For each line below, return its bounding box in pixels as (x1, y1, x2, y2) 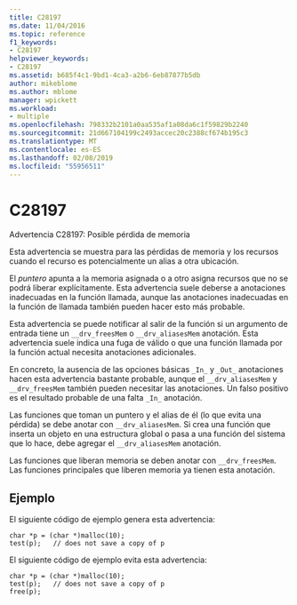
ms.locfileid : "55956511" (9, 162, 105, 171)
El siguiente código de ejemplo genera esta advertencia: (9, 514, 216, 525)
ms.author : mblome (9, 87, 77, 96)
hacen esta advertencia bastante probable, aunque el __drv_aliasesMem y (9, 374, 277, 385)
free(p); (9, 587, 42, 596)
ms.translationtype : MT (9, 137, 98, 146)
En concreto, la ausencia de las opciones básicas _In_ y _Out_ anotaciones (9, 364, 284, 375)
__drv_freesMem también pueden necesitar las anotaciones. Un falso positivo (9, 383, 289, 394)
